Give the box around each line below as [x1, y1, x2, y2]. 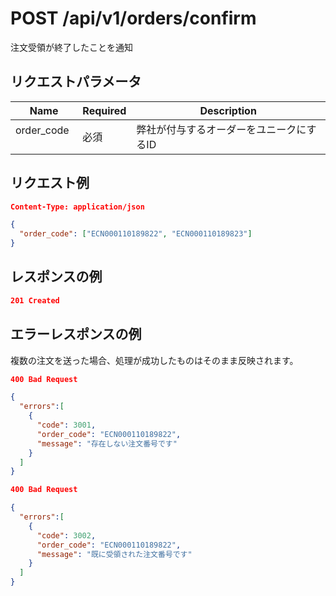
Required [82, 103, 127, 117]
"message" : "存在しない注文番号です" [36, 438, 178, 449]
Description [199, 103, 257, 117]
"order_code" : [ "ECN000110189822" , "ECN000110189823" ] [19, 229, 253, 239]
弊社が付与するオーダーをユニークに [136, 122, 307, 136]
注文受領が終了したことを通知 [10, 41, 133, 53]
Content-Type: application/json [10, 202, 145, 212]
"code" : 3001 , [36, 420, 97, 431]
